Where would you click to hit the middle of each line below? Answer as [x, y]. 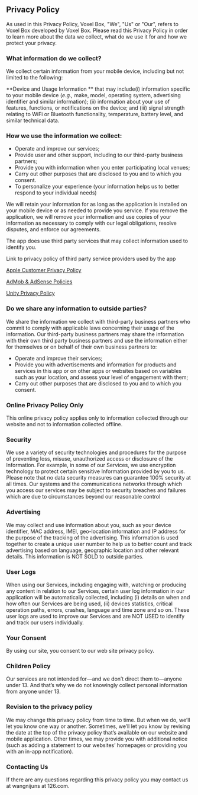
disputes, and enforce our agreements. [53, 229]
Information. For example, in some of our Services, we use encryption [91, 465]
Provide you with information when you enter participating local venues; [102, 168]
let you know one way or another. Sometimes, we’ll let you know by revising [98, 726]
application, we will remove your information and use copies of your [89, 217]
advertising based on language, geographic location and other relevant [92, 550]
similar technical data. [33, 120]
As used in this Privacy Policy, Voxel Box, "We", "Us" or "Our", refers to [92, 24]
